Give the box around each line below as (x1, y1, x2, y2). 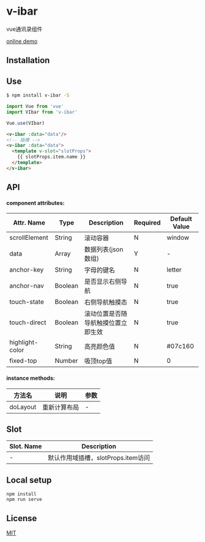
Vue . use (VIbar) (6, 120, 45, 126)
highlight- (9, 338, 38, 347)
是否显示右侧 (84, 277, 121, 286)
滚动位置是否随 (84, 310, 128, 318)
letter (167, 265, 182, 274)
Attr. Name (13, 218, 46, 227)
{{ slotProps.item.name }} (17, 154, 86, 160)
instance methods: (6, 374, 56, 382)
